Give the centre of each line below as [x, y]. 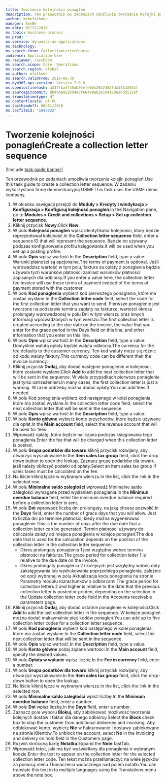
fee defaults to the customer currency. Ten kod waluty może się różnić [84, 351]
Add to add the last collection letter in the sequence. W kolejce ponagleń [86, 612]
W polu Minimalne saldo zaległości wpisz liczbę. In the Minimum [79, 696]
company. [16, 195]
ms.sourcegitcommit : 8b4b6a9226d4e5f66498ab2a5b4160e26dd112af [72, 92]
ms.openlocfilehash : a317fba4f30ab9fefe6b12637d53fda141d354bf [72, 87]
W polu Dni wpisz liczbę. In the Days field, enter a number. [72, 707]
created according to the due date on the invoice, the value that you [82, 324]
